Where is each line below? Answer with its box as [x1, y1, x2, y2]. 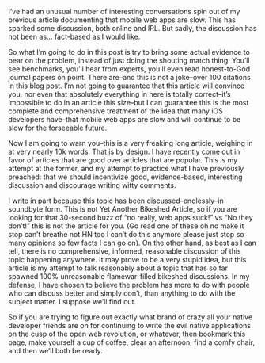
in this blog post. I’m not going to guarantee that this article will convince [8, 81, 245, 90]
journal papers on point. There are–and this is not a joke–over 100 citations [8, 73, 251, 82]
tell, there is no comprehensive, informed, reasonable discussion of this [8, 246, 241, 256]
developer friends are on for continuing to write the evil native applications [8, 321, 252, 330]
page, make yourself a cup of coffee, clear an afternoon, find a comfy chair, [8, 338, 256, 347]
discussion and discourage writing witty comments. [8, 181, 176, 189]
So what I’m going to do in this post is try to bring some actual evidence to [8, 48, 251, 56]
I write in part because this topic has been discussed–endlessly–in [8, 196, 224, 205]
